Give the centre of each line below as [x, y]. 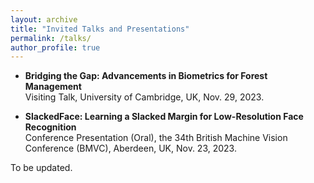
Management [53, 87]
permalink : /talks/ [51, 38]
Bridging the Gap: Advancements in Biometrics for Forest [146, 76]
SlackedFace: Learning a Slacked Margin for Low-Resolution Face [164, 117]
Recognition [50, 127]
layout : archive [44, 19]
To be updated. [41, 168]
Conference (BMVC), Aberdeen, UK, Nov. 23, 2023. [130, 148]
